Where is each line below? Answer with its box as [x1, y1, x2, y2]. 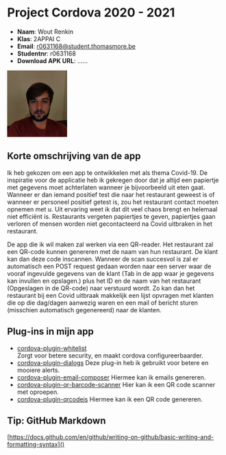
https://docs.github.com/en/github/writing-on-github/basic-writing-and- [9, 433, 214, 441]
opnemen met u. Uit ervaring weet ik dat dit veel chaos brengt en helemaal [7, 205, 218, 213]
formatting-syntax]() [7, 441, 65, 449]
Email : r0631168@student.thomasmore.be [16, 42, 136, 50]
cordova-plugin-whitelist [16, 344, 87, 352]
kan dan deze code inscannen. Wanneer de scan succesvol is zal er [7, 255, 199, 263]
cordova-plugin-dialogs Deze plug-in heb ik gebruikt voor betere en [16, 358, 209, 366]
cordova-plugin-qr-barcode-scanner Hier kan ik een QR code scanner [16, 380, 216, 388]
